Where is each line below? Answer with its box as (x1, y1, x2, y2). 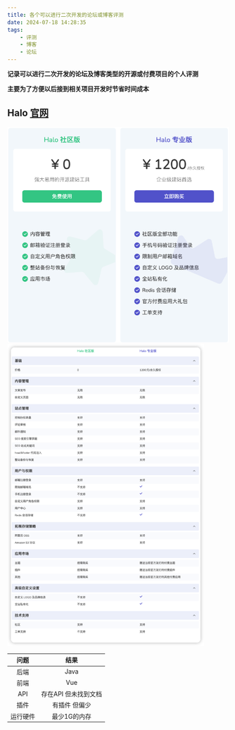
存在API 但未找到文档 (41, 690, 103, 698)
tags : (7, 26, 23, 33)
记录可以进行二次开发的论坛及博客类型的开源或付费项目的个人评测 (7, 70, 198, 78)
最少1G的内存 (51, 712, 91, 720)
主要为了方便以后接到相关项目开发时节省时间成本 (7, 85, 149, 93)
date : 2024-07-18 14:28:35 (7, 18, 87, 26)
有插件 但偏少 (52, 701, 91, 710)
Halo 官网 (7, 107, 49, 119)
